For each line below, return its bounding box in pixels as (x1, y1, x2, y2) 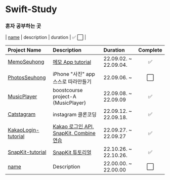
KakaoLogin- (8, 126, 39, 133)
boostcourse (53, 87, 83, 94)
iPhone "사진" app (53, 71, 95, 78)
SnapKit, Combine (53, 130, 96, 137)
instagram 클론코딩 (53, 111, 97, 118)
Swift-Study (5, 4, 57, 15)
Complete (138, 47, 162, 54)
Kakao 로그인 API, (53, 123, 94, 130)
